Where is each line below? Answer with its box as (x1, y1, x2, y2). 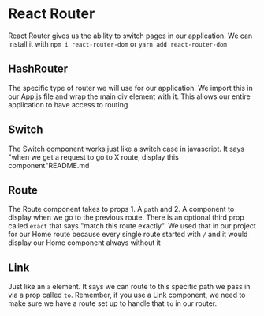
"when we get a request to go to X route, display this (8, 152, 179, 162)
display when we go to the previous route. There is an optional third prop (8, 213, 244, 222)
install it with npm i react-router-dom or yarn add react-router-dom (8, 39, 227, 48)
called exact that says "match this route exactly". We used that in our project (8, 221, 256, 231)
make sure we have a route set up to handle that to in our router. (8, 299, 218, 308)
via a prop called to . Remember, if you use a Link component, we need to (8, 290, 246, 300)
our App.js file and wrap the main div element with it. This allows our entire (8, 92, 251, 101)
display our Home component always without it (8, 238, 162, 247)
